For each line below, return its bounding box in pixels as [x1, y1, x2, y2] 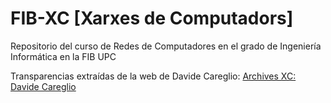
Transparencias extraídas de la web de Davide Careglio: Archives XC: [10, 70, 297, 82]
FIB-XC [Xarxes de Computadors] [10, 7, 294, 30]
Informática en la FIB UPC [10, 50, 117, 62]
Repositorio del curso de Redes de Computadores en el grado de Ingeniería [10, 40, 322, 52]
